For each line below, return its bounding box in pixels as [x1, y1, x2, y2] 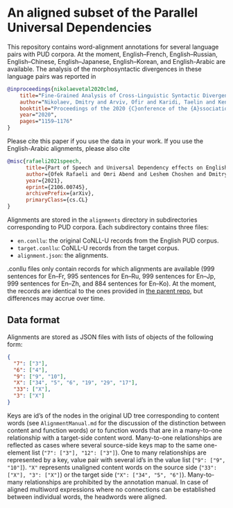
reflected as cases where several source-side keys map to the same [7, 441, 202, 449]
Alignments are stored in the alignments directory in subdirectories [7, 215, 198, 224]
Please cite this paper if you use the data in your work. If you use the [7, 137, 204, 145]
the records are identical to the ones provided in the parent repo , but [7, 287, 203, 295]
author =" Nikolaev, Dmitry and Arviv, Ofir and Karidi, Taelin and [19, 99, 216, 106]
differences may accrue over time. [7, 294, 105, 303]
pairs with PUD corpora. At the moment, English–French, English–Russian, [7, 50, 218, 58]
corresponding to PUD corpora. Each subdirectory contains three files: [7, 223, 209, 231]
